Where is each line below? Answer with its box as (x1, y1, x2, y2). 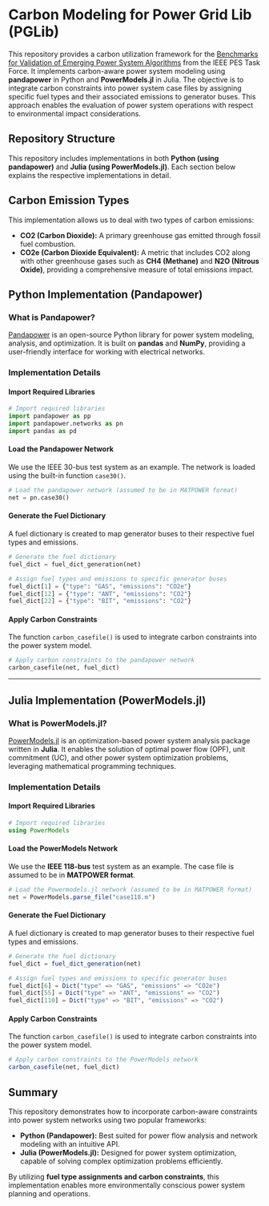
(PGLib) (8, 22, 60, 41)
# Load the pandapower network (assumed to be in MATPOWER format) (8, 487, 239, 495)
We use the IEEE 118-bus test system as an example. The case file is (8, 862, 235, 871)
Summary (8, 1085, 58, 1099)
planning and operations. (8, 1188, 90, 1198)
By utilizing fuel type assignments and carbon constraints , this (8, 1172, 220, 1181)
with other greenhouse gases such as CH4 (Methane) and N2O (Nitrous (19, 256, 260, 265)
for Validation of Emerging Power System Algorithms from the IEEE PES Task (8, 58, 260, 67)
